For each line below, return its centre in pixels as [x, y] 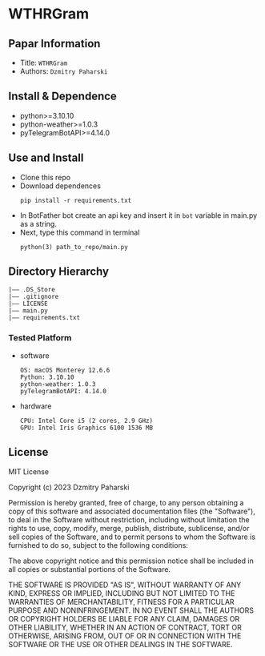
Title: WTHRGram [44, 62]
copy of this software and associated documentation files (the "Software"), [132, 511]
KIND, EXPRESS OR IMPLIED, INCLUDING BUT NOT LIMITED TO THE [122, 593]
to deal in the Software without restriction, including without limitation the [129, 519]
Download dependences [60, 186]
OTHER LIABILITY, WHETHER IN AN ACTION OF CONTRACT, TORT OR [125, 627]
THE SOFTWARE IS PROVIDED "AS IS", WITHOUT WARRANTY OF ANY [125, 585]
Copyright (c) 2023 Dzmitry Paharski [69, 487]
